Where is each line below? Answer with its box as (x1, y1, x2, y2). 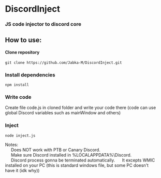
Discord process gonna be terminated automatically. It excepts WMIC (11, 157, 155, 163)
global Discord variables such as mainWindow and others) (5, 110, 121, 116)
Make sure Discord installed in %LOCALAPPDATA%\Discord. (11, 152, 132, 158)
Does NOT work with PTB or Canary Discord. (11, 147, 101, 153)
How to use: (5, 36, 42, 44)
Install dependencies (5, 71, 56, 78)
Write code (5, 93, 31, 100)
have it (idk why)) (5, 167, 40, 173)
